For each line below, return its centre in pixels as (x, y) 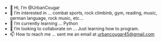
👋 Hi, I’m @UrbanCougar (35, 8)
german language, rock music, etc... (46, 18)
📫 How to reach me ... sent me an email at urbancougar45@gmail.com (82, 34)
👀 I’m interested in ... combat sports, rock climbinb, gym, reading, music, (83, 13)
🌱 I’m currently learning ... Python (44, 23)
